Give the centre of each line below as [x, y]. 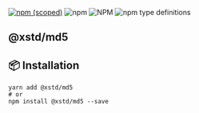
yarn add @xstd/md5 [41, 88]
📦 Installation [44, 65]
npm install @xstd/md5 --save [59, 102]
